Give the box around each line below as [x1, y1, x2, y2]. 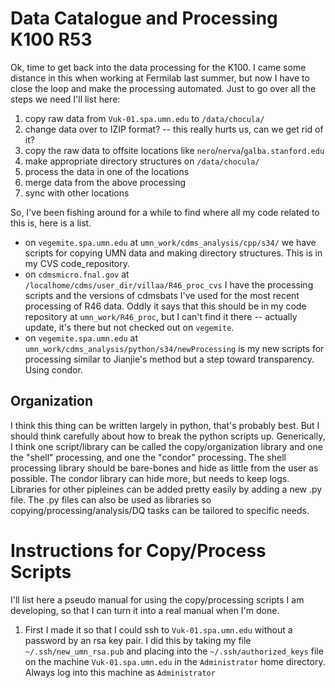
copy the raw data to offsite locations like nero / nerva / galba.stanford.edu [24, 144, 325, 156]
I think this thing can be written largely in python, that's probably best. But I [10, 419, 320, 431]
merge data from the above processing [24, 176, 187, 188]
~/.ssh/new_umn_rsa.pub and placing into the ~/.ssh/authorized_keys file [24, 645, 324, 657]
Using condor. [24, 363, 83, 376]
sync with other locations [24, 187, 130, 199]
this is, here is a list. [10, 217, 92, 229]
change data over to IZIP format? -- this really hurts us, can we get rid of [24, 123, 324, 135]
